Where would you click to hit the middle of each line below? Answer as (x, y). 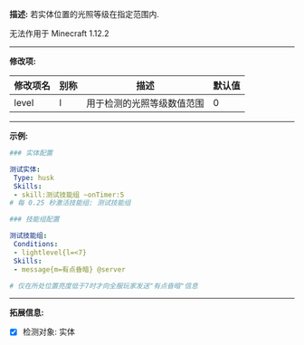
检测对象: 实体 (48, 332)
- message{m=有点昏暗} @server (70, 269)
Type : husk (33, 177)
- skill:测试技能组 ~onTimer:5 (69, 195)
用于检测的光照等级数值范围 (146, 103)
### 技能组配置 (35, 220)
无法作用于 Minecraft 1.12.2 (60, 34)
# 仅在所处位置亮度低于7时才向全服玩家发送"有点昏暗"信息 (104, 286)
